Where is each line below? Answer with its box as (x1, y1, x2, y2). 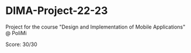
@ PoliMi (5, 29, 27, 36)
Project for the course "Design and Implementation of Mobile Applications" (5, 23, 186, 30)
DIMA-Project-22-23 (5, 4, 108, 17)
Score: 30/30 (5, 41, 37, 48)
